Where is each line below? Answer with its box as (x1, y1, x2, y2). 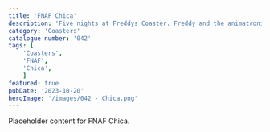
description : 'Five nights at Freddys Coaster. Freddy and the (8, 19, 225, 27)
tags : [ (8, 42, 35, 50)
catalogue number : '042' (8, 34, 92, 43)
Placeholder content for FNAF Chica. (8, 116, 130, 126)
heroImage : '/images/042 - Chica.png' (8, 94, 138, 102)
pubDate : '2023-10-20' (8, 86, 84, 95)
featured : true (8, 79, 59, 87)
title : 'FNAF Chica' (8, 11, 78, 20)
